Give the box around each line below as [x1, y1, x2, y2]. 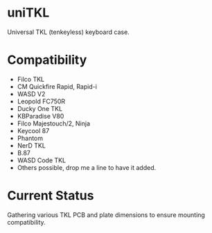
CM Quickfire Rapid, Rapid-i [17, 82, 97, 91]
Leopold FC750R [17, 97, 66, 105]
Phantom [17, 134, 44, 142]
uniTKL [7, 5, 50, 21]
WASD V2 [17, 89, 46, 98]
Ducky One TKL [17, 104, 63, 112]
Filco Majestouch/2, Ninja [17, 119, 91, 128]
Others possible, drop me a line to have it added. [17, 163, 157, 171]
